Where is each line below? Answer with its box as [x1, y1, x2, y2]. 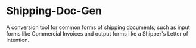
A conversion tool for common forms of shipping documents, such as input [6, 24, 190, 31]
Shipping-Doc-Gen [6, 4, 102, 18]
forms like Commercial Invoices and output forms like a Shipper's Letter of [6, 30, 189, 37]
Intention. [6, 36, 30, 43]
